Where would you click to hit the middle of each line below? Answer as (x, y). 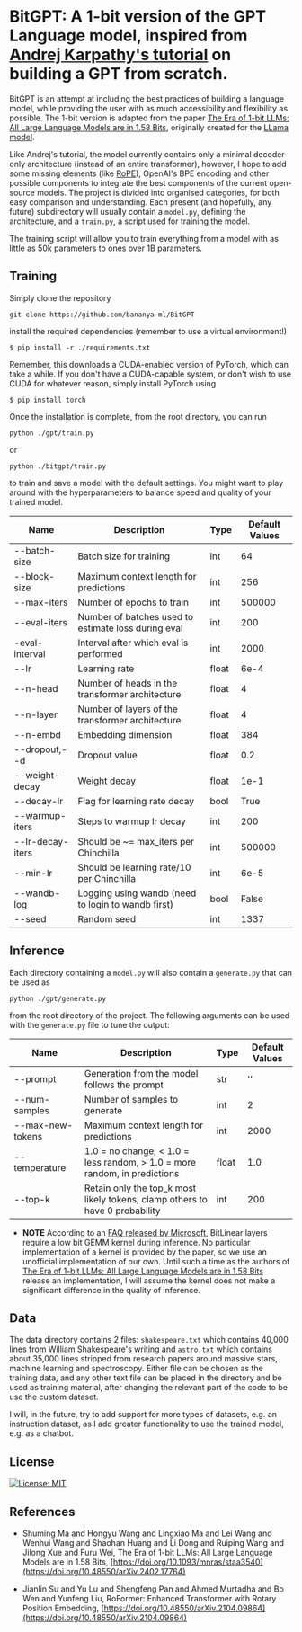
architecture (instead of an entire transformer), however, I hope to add (156, 164)
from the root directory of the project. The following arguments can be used (150, 1015)
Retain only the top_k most (140, 1188)
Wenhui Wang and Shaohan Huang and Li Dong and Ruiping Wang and (153, 1543)
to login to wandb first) (125, 904)
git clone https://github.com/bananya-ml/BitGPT (102, 315)
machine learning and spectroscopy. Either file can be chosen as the (136, 1369)
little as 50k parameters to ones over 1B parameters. (106, 248)
